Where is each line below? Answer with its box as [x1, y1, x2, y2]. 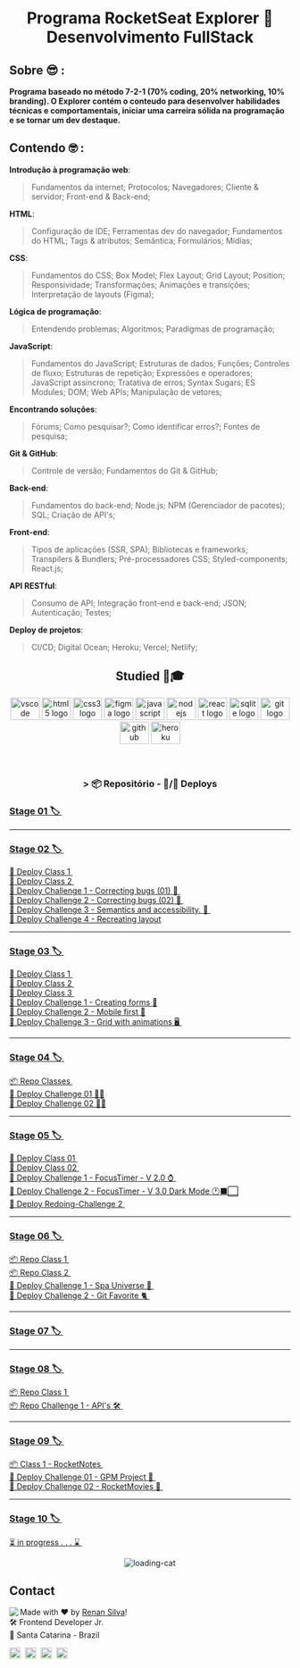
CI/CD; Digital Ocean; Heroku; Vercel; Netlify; [30, 641, 198, 652]
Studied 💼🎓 [115, 669, 185, 684]
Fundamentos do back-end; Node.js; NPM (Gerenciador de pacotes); [30, 499, 286, 510]
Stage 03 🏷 [9, 945, 62, 958]
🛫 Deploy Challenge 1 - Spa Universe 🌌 [9, 1280, 152, 1291]
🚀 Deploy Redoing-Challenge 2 [9, 1199, 123, 1210]
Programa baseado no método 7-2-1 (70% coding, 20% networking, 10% [9, 87, 286, 96]
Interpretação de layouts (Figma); [30, 289, 154, 299]
